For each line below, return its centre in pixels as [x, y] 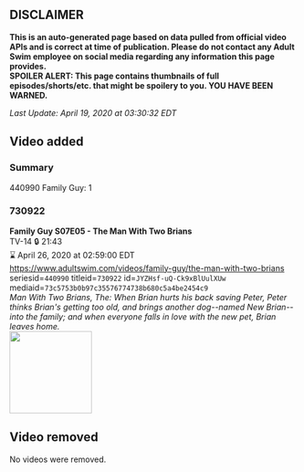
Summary [32, 168]
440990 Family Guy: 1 [51, 187]
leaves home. [35, 326]
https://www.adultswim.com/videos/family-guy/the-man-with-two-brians [147, 267]
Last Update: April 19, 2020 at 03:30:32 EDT [93, 112]
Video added [47, 142]
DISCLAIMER [47, 15]
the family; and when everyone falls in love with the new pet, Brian [151, 316]
